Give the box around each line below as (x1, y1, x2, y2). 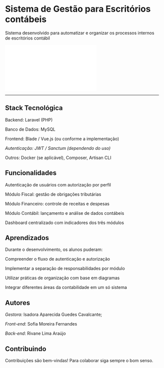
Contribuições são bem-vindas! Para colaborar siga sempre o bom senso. (5, 358, 154, 363)
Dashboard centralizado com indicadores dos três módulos (5, 220, 124, 225)
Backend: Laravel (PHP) (5, 117, 53, 123)
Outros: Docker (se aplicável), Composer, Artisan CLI (5, 155, 111, 161)
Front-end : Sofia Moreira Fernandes (5, 321, 77, 327)
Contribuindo (5, 345, 46, 353)
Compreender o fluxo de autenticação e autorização (5, 256, 110, 262)
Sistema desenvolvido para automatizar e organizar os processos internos (5, 30, 155, 36)
